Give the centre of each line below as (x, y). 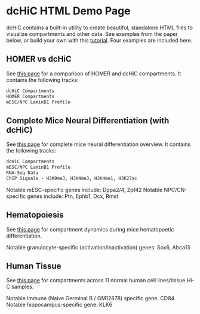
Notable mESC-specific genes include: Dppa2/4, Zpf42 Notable (84, 190)
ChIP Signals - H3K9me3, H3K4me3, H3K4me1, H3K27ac (72, 178)
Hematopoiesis (35, 215)
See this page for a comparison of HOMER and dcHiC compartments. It (94, 74)
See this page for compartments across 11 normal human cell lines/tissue (96, 281)
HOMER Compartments (30, 96)
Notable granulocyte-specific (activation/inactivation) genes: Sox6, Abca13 (98, 247)
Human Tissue (34, 266)
